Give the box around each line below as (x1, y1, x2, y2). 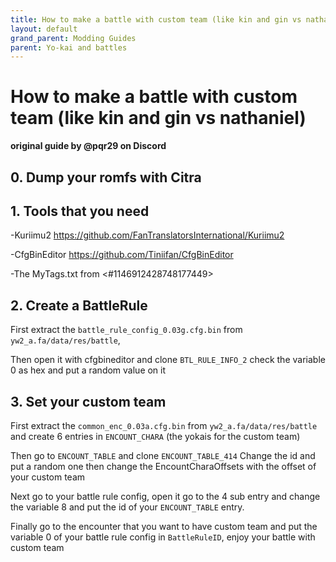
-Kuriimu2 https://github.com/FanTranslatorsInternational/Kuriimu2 (10, 229, 285, 241)
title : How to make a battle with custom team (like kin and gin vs (10, 14, 302, 25)
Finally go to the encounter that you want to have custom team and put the (10, 521, 318, 533)
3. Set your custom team (10, 393, 167, 410)
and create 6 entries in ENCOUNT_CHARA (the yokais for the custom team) (10, 431, 301, 443)
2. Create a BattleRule (10, 297, 148, 314)
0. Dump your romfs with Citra (10, 169, 202, 186)
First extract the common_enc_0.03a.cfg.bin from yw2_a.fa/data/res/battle (10, 420, 318, 432)
